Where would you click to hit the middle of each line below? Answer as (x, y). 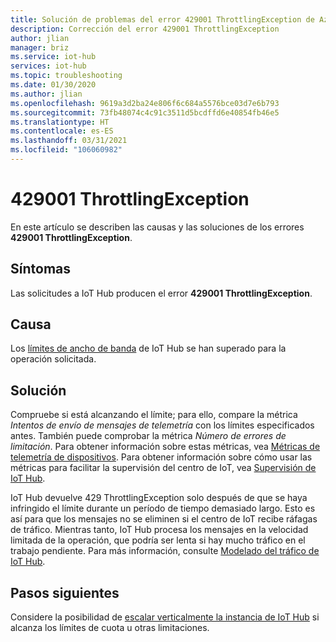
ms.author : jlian (46, 94)
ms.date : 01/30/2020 (53, 85)
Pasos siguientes (65, 592)
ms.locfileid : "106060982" (66, 150)
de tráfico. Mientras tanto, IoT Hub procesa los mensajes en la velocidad (159, 530)
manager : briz (40, 47)
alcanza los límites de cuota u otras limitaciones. (110, 628)
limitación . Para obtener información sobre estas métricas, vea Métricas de (165, 447)
